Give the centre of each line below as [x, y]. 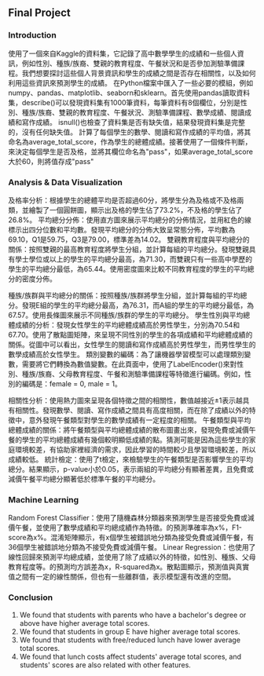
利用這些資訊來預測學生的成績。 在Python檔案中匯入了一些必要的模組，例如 [131, 82]
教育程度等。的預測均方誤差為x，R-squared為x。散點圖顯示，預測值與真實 [129, 567]
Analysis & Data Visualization [66, 182]
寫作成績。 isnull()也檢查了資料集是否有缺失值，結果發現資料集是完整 [134, 122]
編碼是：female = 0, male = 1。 [71, 383]
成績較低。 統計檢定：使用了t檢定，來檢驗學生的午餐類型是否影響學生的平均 [131, 459]
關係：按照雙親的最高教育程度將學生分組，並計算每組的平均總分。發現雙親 [128, 249]
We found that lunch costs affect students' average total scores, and [130, 656]
